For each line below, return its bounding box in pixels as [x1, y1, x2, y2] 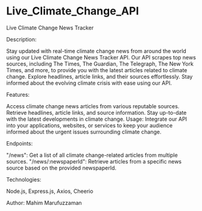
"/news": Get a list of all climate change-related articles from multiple [6, 151, 178, 159]
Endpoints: [6, 139, 33, 147]
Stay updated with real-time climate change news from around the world [6, 47, 187, 55]
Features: [6, 91, 30, 98]
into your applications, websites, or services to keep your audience [6, 121, 173, 129]
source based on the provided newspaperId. [6, 164, 116, 171]
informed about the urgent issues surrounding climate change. [6, 128, 162, 135]
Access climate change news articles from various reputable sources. [6, 102, 180, 109]
